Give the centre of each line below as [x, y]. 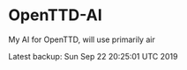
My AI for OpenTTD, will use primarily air [82, 39]
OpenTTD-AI [55, 15]
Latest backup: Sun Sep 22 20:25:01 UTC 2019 [93, 56]
